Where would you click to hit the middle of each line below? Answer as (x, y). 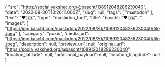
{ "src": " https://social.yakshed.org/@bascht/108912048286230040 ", (76, 7)
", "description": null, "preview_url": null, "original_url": (70, 44)
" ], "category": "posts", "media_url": (52, 33)
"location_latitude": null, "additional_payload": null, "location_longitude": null (82, 54)
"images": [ (16, 23)
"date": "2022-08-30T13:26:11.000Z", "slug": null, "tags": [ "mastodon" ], (79, 12)
